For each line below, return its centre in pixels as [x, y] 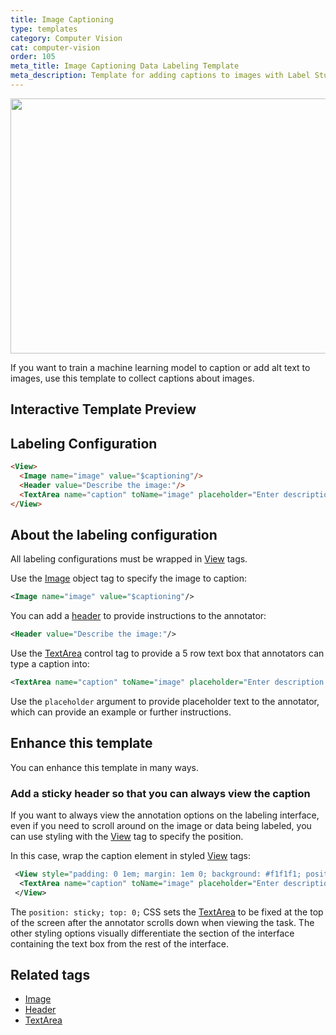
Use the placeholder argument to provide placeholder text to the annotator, [165, 701]
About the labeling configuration [114, 534]
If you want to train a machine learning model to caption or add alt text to [160, 367]
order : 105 [33, 57]
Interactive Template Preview [103, 409]
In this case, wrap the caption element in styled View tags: [130, 855]
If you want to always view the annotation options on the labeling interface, [165, 815]
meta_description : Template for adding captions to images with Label [160, 76]
